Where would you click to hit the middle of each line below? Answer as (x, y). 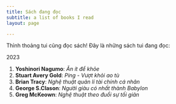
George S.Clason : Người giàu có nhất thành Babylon (81, 88)
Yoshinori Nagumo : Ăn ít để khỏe (57, 69)
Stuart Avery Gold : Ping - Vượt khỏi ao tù (67, 76)
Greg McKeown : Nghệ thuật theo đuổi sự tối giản (77, 95)
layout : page (23, 23)
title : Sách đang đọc (34, 12)
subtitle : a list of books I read (50, 18)
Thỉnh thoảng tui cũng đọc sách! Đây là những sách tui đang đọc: (88, 45)
